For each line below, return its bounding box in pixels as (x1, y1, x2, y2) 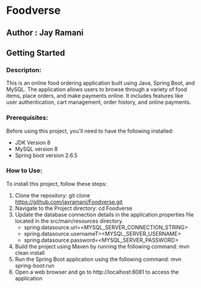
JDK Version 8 (14, 139, 51, 146)
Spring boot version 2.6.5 (14, 151, 78, 159)
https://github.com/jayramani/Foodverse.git (14, 198, 123, 205)
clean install (14, 249, 45, 256)
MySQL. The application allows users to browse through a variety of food (6, 86, 187, 93)
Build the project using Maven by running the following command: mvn (14, 242, 190, 250)
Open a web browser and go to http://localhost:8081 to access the (14, 268, 179, 275)
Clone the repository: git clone (14, 191, 90, 199)
